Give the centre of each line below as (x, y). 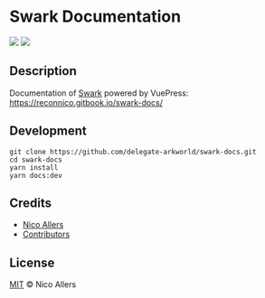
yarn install (34, 168)
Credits (31, 203)
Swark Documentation (95, 17)
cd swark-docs (36, 160)
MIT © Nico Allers (43, 284)
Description (43, 71)
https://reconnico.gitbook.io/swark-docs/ (86, 102)
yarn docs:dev (36, 175)
